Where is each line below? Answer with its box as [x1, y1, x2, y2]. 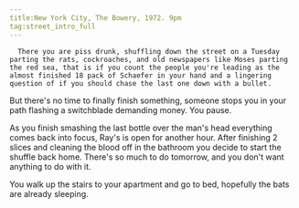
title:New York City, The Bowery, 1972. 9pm [9, 13, 182, 23]
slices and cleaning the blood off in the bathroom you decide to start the [9, 141, 282, 152]
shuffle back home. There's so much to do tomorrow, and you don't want [9, 151, 285, 162]
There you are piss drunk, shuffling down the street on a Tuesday [17, 47, 281, 56]
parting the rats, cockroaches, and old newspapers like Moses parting [9, 55, 288, 64]
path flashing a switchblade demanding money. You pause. [9, 104, 232, 115]
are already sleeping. [9, 188, 89, 199]
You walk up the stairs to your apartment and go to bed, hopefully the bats [9, 179, 290, 190]
